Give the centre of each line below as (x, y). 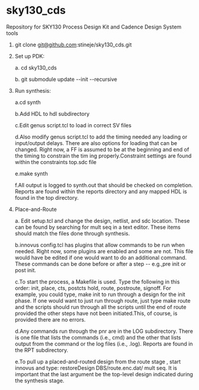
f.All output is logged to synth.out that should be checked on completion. (104, 185)
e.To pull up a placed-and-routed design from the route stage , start (98, 361)
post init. (26, 270)
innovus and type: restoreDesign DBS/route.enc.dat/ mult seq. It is (96, 368)
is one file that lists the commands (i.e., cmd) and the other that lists (98, 337)
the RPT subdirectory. (41, 350)
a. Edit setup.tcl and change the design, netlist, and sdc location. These (102, 221)
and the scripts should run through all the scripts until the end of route (100, 307)
